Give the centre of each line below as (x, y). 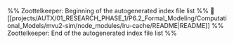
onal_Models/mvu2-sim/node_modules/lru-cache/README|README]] (109, 25)
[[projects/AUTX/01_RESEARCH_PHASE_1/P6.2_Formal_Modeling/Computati (117, 18)
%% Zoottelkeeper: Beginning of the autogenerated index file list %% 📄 (111, 11)
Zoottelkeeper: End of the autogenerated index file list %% (92, 33)
